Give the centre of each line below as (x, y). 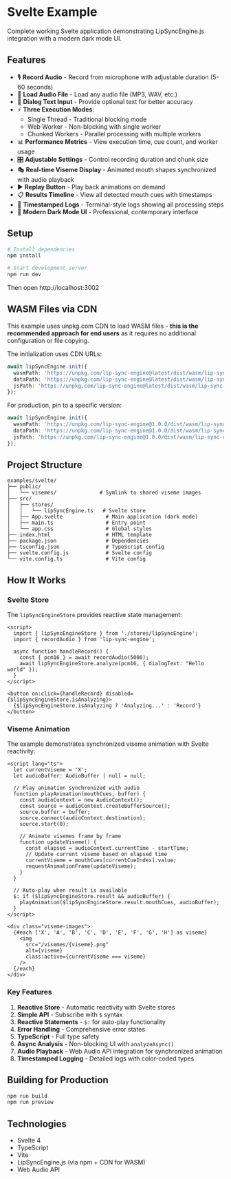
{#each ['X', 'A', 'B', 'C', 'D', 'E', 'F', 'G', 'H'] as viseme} (110, 933)
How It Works (37, 580)
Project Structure (45, 465)
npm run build (27, 1096)
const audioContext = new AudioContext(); (81, 800)
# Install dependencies (41, 249)
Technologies (37, 1124)
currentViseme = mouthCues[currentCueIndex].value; (101, 860)
